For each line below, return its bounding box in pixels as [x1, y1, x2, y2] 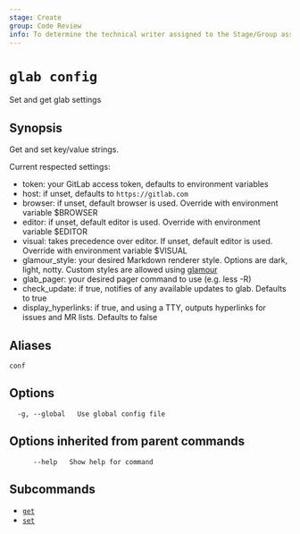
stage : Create [9, 13, 62, 22]
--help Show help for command [32, 457, 154, 466]
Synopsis [9, 120, 62, 135]
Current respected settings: [9, 162, 111, 173]
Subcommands [9, 481, 96, 496]
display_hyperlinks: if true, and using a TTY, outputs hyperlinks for [21, 302, 266, 313]
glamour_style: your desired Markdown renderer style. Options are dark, [21, 255, 288, 266]
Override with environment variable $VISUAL [21, 245, 187, 256]
